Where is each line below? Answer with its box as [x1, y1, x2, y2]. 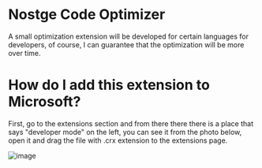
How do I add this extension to [8, 77, 211, 94]
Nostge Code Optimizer [8, 6, 166, 24]
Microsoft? [8, 93, 81, 111]
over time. [8, 48, 41, 58]
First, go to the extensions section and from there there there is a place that [8, 118, 254, 128]
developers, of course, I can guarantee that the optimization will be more [8, 39, 245, 49]
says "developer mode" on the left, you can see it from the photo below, [8, 127, 242, 136]
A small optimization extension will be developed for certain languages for [8, 32, 249, 41]
